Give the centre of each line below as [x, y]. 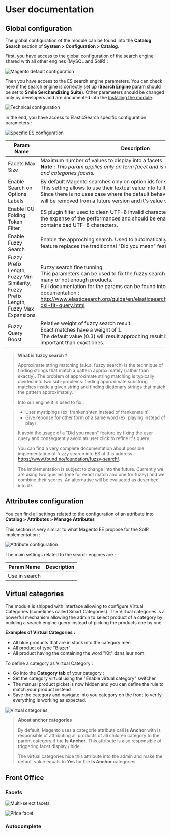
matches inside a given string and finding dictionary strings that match [92, 387]
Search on [20, 188]
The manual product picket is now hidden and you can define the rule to [88, 684]
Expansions [22, 315]
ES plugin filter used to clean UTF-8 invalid [92, 212]
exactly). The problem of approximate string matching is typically [86, 376]
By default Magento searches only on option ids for [102, 181]
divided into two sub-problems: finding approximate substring [82, 381]
